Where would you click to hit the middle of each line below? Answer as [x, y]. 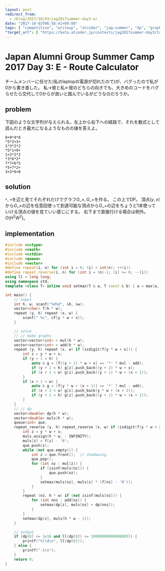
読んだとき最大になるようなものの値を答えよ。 [52, 128]
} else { [23, 546]
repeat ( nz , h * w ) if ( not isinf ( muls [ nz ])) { [72, 496]
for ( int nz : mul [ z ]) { [57, 464]
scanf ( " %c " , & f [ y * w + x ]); [54, 318]
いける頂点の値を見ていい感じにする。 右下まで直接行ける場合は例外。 [77, 211]
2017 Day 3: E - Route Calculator [72, 67]
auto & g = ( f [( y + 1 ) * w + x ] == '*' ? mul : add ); [87, 363]
